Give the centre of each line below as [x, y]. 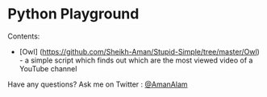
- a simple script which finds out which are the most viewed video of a [136, 60]
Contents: [24, 36]
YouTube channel [48, 68]
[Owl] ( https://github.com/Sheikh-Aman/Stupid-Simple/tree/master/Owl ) [139, 51]
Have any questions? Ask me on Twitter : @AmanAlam [98, 84]
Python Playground [73, 14]
